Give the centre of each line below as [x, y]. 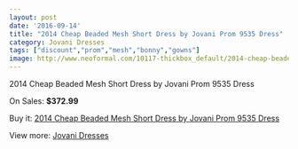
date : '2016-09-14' [45, 26]
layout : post [33, 17]
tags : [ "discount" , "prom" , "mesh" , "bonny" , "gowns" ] [105, 51]
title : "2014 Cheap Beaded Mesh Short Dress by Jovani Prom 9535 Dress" [146, 34]
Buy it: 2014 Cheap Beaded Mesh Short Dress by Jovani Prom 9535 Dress [145, 118]
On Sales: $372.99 [44, 101]
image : [21, 59]
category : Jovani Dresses [57, 42]
